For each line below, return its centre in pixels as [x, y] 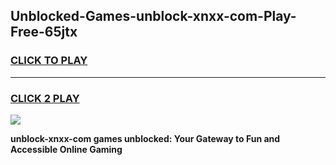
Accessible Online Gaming [66, 149]
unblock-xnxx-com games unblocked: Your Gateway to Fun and [145, 138]
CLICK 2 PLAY [45, 98]
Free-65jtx [44, 32]
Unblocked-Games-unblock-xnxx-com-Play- [153, 16]
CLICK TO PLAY [49, 61]
